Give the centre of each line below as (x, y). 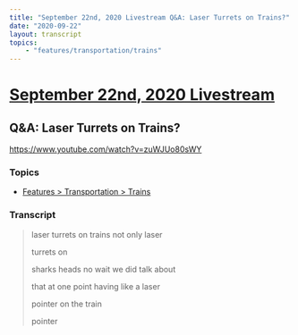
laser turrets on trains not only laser (97, 234)
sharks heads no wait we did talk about (103, 269)
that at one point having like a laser (96, 286)
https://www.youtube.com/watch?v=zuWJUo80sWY (106, 149)
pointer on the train (67, 304)
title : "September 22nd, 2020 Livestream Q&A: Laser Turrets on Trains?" (150, 17)
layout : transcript (46, 34)
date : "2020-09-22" (46, 26)
